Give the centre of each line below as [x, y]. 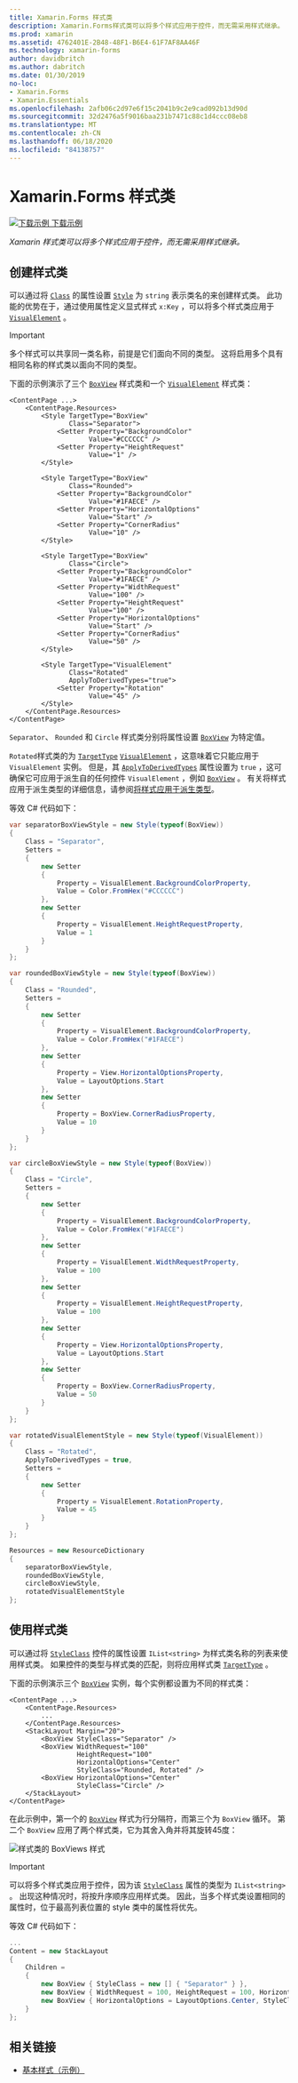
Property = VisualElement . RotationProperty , [140, 1502]
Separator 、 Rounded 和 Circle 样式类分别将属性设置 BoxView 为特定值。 [140, 737]
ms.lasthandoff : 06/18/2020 [61, 141]
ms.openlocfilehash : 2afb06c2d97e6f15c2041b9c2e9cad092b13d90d [129, 108]
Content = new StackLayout [59, 1951]
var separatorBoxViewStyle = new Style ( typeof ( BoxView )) [117, 825]
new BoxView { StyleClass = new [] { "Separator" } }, [145, 1984]
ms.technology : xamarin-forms [65, 51]
